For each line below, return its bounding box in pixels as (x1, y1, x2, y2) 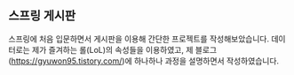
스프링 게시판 (8, 8, 76, 24)
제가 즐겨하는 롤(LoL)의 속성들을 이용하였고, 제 (31, 44, 194, 55)
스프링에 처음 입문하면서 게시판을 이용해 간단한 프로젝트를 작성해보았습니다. (8, 34, 270, 44)
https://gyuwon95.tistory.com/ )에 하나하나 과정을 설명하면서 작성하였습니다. (11, 56, 280, 66)
